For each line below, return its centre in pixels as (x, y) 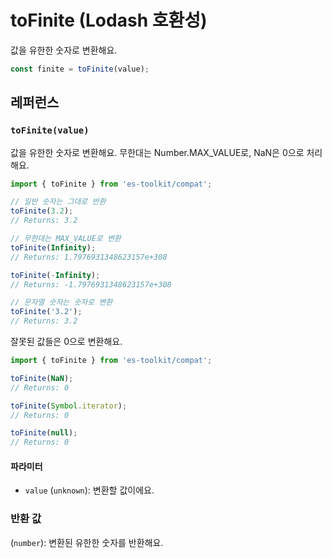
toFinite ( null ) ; (44, 433)
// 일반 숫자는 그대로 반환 (58, 202)
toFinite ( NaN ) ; (42, 378)
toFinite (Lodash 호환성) (109, 20)
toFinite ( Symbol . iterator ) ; (69, 406)
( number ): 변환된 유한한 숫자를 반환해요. (87, 542)
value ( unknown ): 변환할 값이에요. (89, 490)
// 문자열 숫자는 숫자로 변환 (61, 302)
